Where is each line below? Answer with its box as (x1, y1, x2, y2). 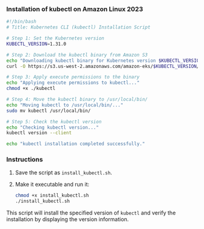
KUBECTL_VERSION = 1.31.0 (6, 41, 67, 47)
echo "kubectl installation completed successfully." (6, 141, 146, 147)
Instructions (6, 156, 44, 164)
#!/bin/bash (6, 19, 36, 25)
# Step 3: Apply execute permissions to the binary (6, 74, 140, 80)
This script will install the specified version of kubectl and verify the (6, 209, 176, 217)
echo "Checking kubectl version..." (6, 124, 99, 131)
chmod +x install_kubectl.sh (15, 193, 89, 199)
